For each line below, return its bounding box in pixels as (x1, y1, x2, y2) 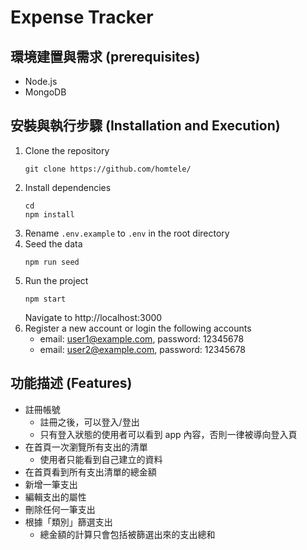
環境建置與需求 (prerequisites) (10, 48, 201, 65)
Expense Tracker (10, 6, 154, 29)
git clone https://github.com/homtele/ (24, 164, 192, 174)
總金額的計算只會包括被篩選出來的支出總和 (39, 528, 216, 540)
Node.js (24, 76, 58, 87)
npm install (24, 209, 75, 220)
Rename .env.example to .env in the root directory (24, 227, 230, 239)
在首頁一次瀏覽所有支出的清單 (24, 441, 148, 453)
